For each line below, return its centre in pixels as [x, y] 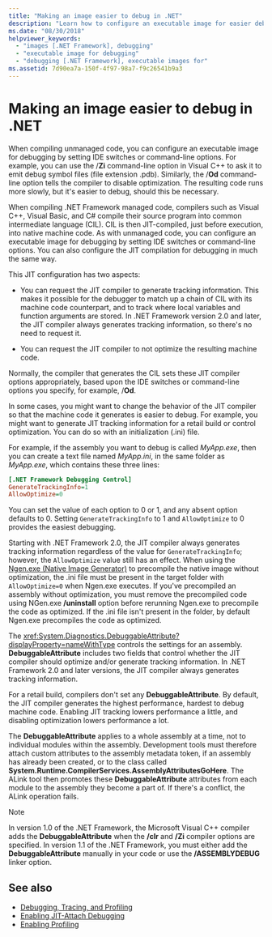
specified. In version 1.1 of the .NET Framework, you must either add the [128, 845]
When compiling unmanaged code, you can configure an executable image [134, 148]
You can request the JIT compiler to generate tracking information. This [139, 290]
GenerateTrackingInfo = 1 [49, 487]
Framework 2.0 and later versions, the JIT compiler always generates [124, 671]
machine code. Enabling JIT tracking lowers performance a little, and [123, 712]
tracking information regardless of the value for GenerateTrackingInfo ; [125, 552]
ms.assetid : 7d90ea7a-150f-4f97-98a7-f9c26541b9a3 [96, 69]
